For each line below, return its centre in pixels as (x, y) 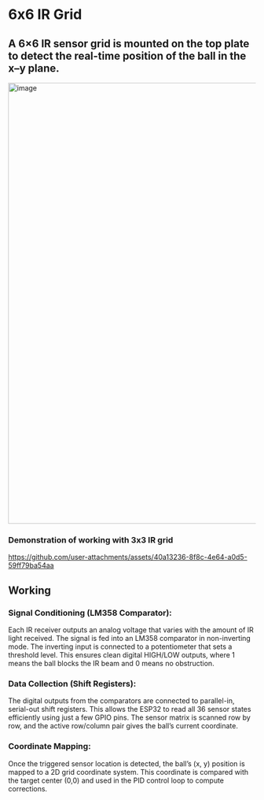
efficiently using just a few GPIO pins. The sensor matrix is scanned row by (130, 717)
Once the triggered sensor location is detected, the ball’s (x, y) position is (126, 763)
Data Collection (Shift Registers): (72, 683)
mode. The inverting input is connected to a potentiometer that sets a (120, 646)
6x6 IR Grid (45, 15)
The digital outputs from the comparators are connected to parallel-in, (121, 701)
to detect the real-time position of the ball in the (127, 56)
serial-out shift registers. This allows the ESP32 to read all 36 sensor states (130, 709)
